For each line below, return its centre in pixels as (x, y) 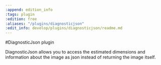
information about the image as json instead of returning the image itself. (80, 57)
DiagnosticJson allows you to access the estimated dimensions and (75, 52)
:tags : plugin (20, 14)
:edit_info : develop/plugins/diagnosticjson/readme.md (64, 28)
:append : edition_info (29, 10)
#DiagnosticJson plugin (30, 42)
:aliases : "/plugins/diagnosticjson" (45, 24)
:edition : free (21, 19)
